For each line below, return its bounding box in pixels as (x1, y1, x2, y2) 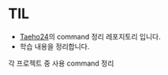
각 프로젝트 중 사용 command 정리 (8, 58, 114, 68)
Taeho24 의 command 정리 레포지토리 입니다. (19, 32, 161, 41)
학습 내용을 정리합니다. (19, 41, 90, 51)
